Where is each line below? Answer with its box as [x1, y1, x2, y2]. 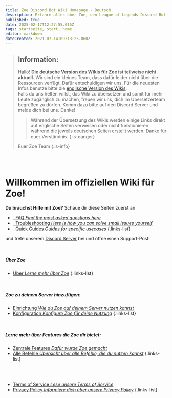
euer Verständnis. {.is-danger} [30, 133, 95, 139]
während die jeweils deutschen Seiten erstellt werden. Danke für [30, 128, 167, 134]
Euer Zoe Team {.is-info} [17, 143, 70, 149]
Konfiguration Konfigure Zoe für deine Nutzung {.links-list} [12, 310, 137, 316]
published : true [5, 17, 40, 22]
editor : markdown [5, 31, 42, 36]
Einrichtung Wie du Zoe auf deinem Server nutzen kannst [12, 305, 134, 311]
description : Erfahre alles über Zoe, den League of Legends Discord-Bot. [5, 12, 168, 17]
